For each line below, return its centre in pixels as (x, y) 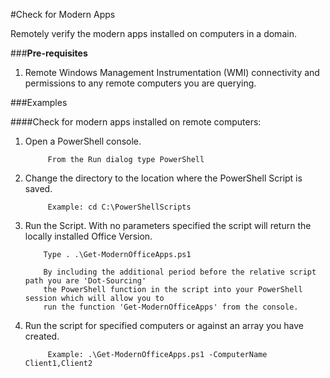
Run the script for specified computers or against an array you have (164, 325)
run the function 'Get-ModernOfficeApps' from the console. (171, 307)
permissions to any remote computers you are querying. (140, 83)
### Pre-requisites (49, 53)
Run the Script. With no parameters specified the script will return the (168, 225)
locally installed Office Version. (88, 236)
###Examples (39, 102)
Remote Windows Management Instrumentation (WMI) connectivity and (172, 72)
